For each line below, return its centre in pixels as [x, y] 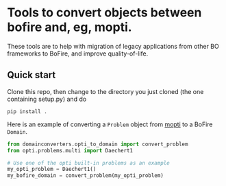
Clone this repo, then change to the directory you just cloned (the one [105, 91]
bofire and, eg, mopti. [70, 27]
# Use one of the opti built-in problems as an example [88, 163]
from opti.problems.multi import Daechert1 [70, 150]
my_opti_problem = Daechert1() [52, 170]
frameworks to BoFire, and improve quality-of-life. [78, 54]
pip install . [27, 111]
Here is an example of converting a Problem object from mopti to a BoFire [110, 124]
